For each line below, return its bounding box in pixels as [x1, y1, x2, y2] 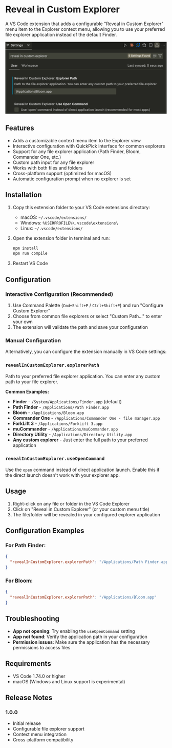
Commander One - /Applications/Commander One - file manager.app [12, 415, 160, 421]
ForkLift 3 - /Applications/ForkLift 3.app [12, 420, 103, 426]
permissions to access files [12, 644, 71, 650]
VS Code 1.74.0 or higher [12, 673, 66, 679]
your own [12, 319, 33, 325]
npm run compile [12, 251, 48, 256]
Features [5, 124, 34, 133]
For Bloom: [5, 577, 33, 584]
